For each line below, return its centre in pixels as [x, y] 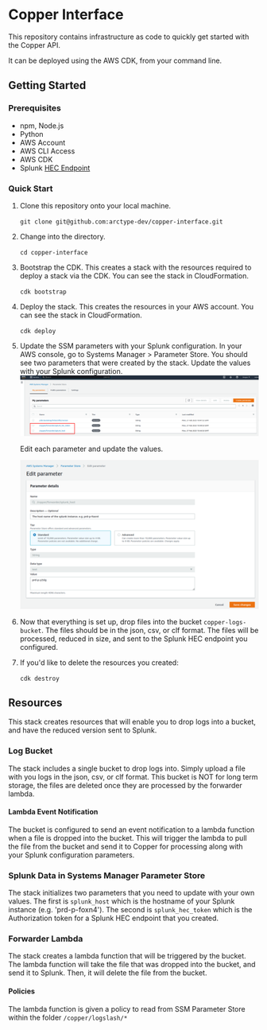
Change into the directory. [62, 236]
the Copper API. [35, 45]
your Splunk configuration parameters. [72, 855]
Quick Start [31, 189]
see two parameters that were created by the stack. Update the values [135, 363]
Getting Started [47, 86]
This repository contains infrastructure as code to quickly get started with [129, 37]
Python [31, 134]
